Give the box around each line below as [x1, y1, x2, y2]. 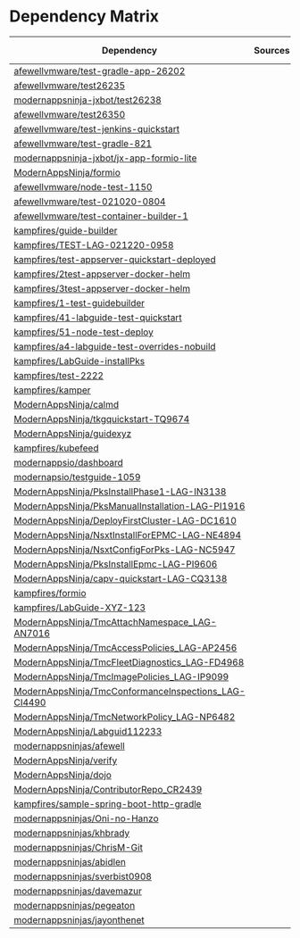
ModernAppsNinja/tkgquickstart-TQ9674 [13, 412, 190, 425]
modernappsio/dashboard [13, 456, 123, 469]
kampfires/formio [13, 586, 87, 599]
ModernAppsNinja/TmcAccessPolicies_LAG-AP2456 [13, 641, 237, 653]
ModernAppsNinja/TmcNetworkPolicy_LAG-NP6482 [13, 710, 236, 723]
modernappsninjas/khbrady [13, 826, 130, 839]
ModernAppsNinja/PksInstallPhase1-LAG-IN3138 [13, 485, 227, 497]
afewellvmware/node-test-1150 [13, 180, 153, 193]
